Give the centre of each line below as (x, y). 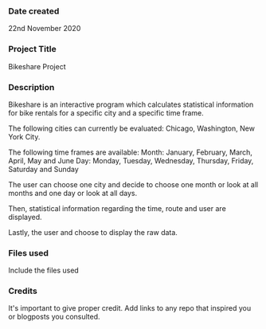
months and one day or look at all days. (73, 193)
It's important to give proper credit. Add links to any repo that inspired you (130, 308)
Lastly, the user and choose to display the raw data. (93, 232)
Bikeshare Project (37, 66)
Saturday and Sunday (44, 169)
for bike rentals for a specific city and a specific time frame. (106, 112)
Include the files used (44, 270)
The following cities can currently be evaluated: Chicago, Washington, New (131, 128)
